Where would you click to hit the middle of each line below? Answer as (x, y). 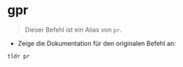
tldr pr (19, 56)
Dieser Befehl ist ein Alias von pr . (73, 30)
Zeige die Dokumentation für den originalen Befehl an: (96, 43)
